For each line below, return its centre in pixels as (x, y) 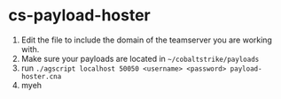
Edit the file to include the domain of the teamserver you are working (146, 40)
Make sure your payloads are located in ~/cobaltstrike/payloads (140, 58)
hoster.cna (41, 76)
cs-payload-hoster (80, 15)
